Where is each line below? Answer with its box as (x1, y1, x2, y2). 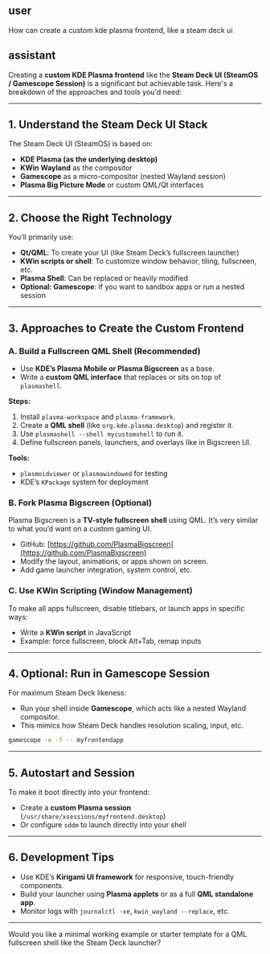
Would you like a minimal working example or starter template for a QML (8, 929, 247, 939)
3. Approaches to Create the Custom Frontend (8, 321, 244, 335)
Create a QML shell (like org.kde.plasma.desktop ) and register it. (19, 420, 235, 430)
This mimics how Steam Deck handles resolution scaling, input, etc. (19, 720, 243, 731)
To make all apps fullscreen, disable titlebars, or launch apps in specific (8, 603, 245, 613)
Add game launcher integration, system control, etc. (19, 565, 193, 575)
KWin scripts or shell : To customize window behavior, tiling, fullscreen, (19, 256, 257, 266)
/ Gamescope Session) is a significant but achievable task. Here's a (8, 78, 234, 88)
